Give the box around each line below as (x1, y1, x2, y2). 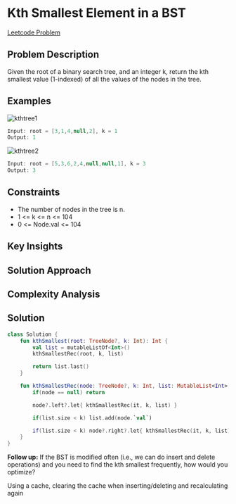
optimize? (7, 468, 36, 477)
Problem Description (7, 49, 100, 61)
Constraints (7, 187, 60, 199)
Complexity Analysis (7, 289, 100, 301)
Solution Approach (7, 264, 91, 276)
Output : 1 (7, 134, 37, 141)
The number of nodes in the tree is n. (17, 205, 125, 213)
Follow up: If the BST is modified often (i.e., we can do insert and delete (7, 453, 216, 462)
